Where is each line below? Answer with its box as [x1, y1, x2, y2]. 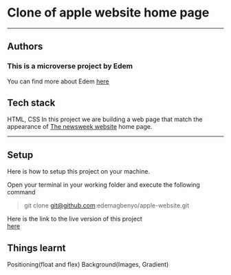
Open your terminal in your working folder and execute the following [7, 181, 201, 189]
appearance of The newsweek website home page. [7, 123, 153, 131]
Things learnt [7, 242, 66, 254]
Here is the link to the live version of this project [7, 215, 142, 223]
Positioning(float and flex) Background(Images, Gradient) [7, 261, 169, 269]
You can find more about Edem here [7, 77, 110, 85]
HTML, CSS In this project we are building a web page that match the [7, 115, 203, 123]
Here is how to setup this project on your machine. [7, 167, 150, 176]
